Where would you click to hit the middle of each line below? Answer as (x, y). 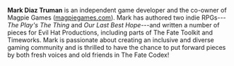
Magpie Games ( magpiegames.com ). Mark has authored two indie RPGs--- (117, 18)
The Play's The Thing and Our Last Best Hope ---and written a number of (113, 25)
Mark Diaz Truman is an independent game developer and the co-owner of (117, 10)
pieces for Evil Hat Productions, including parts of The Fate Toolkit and (110, 32)
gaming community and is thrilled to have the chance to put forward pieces (117, 47)
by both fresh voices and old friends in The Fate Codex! (88, 55)
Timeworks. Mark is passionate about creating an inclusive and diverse (111, 40)
